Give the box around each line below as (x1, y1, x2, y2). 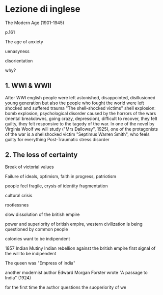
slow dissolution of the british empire (5, 211, 80, 217)
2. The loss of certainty (5, 151, 78, 159)
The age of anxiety (5, 38, 43, 45)
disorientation (5, 58, 33, 63)
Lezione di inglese (5, 3, 81, 15)
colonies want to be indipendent (5, 236, 70, 241)
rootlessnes (5, 202, 29, 207)
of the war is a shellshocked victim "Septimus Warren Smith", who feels (5, 131, 150, 137)
